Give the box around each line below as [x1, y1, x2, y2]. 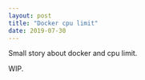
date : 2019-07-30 [8, 26, 66, 34]
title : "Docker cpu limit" [8, 19, 99, 27]
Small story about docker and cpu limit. [8, 49, 138, 58]
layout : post [8, 11, 52, 20]
